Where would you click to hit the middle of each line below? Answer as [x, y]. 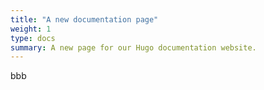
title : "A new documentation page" [84, 19]
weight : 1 [31, 29]
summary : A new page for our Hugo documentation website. [133, 47]
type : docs [33, 38]
